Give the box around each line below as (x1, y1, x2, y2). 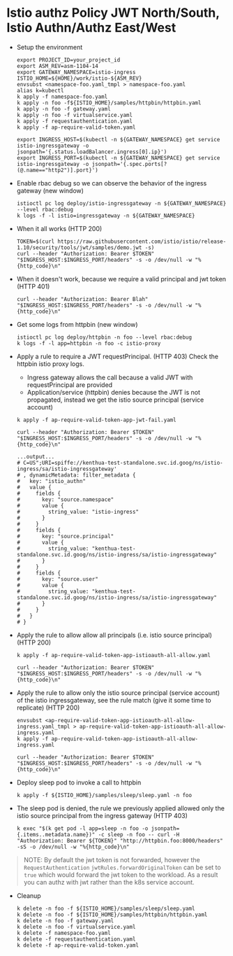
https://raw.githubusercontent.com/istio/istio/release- (57, 238, 227, 245)
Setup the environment (16, 43, 83, 51)
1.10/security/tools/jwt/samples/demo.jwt (16, 244, 142, 251)
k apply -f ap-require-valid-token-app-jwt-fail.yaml (16, 416, 176, 423)
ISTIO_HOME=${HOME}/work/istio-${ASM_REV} (16, 75, 142, 82)
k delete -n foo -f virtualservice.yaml (16, 923, 136, 930)
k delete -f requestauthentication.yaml (16, 936, 136, 943)
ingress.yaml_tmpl (16, 723, 70, 730)
